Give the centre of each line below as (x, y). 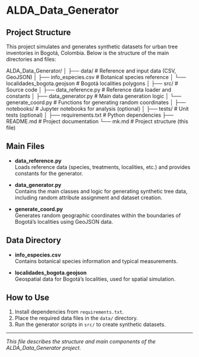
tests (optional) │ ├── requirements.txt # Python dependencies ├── (90, 115)
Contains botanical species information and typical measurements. (96, 261)
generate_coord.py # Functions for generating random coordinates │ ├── (96, 102)
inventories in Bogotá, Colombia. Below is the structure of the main (88, 53)
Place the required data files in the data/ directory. (76, 318)
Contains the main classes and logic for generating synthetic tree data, (101, 191)
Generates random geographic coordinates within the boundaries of (98, 215)
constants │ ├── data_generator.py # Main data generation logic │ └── (94, 96)
